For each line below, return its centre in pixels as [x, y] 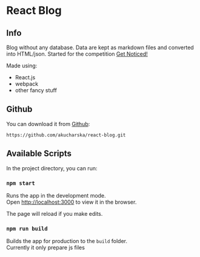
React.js [25, 77]
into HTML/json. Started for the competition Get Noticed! [77, 54]
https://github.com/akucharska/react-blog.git [66, 135]
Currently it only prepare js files [45, 248]
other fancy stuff [36, 90]
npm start [21, 183]
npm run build [27, 229]
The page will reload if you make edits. [55, 213]
